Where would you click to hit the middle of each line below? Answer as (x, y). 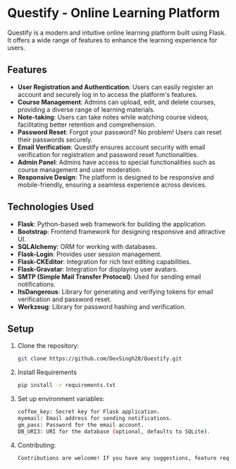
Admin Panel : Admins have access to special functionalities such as (117, 162)
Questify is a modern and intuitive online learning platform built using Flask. (117, 33)
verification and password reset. (64, 299)
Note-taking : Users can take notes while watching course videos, (113, 117)
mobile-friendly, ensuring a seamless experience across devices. (112, 185)
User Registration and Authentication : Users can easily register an (115, 87)
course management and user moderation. (80, 169)
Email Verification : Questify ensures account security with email (111, 147)
